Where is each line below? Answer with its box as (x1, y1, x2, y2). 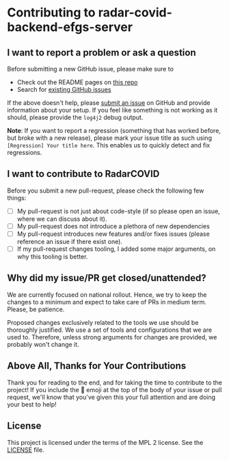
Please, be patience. (7, 305, 65, 313)
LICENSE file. (7, 446, 44, 454)
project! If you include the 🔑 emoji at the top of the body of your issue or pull (7, 385, 222, 394)
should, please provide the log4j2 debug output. (7, 113, 144, 121)
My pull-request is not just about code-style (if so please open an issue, (16, 207, 220, 215)
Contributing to (7, 5, 96, 21)
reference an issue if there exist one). (16, 238, 123, 245)
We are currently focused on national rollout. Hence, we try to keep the (7, 290, 207, 299)
